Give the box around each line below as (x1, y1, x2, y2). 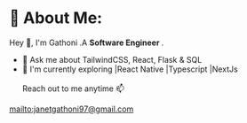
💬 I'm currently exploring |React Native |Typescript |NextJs (21, 64, 238, 74)
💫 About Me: (9, 8, 103, 28)
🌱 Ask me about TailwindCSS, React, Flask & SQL (21, 54, 203, 65)
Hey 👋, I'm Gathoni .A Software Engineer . (9, 37, 164, 48)
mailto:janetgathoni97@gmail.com (9, 104, 134, 114)
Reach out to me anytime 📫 (21, 83, 124, 94)
